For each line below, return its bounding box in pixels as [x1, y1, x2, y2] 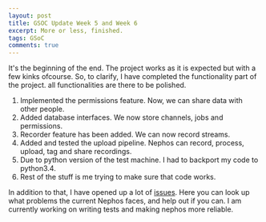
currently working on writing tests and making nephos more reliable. [8, 204, 234, 214]
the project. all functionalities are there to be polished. [8, 81, 187, 90]
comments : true [8, 42, 59, 50]
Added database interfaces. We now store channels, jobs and [19, 113, 224, 122]
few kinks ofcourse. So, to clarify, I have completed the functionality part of [8, 72, 257, 81]
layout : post [8, 11, 52, 20]
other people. [19, 105, 65, 114]
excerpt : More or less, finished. [8, 26, 124, 34]
